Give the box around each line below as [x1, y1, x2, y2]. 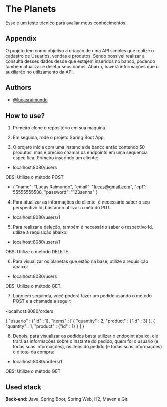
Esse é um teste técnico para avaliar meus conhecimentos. [5, 20, 127, 26]
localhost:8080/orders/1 [12, 359, 63, 365]
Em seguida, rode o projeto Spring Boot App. [12, 134, 105, 141]
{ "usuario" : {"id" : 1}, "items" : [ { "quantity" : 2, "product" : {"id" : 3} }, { [5, 318, 155, 324]
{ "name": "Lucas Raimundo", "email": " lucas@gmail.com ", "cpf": [12, 184, 147, 190]
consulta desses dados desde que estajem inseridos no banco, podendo [5, 58, 155, 64]
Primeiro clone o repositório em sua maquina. [12, 125, 107, 131]
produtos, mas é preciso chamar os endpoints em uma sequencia [12, 149, 148, 156]
